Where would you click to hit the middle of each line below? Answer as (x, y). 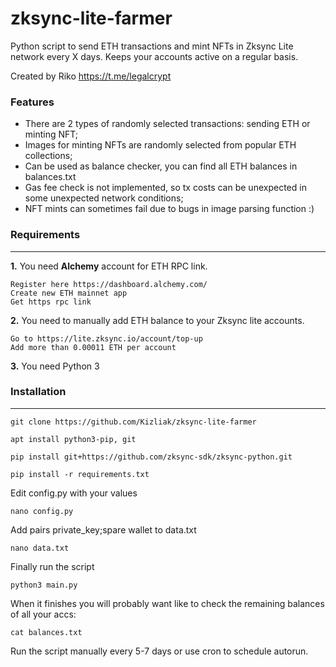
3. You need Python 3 (55, 366)
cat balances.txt (46, 632)
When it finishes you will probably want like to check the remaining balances (167, 603)
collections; (48, 156)
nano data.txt (40, 548)
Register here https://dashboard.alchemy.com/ (109, 284)
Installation (38, 392)
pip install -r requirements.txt (80, 474)
